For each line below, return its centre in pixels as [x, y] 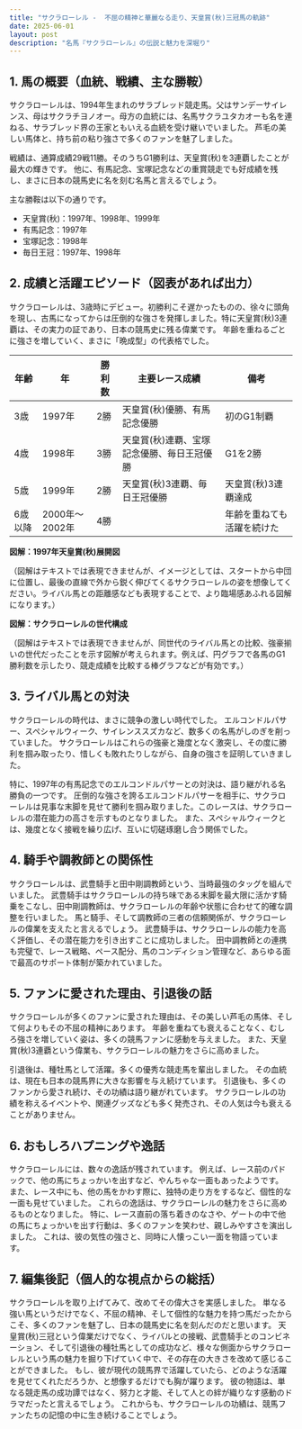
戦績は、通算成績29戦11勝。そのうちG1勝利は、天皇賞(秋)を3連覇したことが [149, 158]
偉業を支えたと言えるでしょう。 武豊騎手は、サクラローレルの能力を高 [155, 928]
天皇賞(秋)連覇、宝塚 [166, 439]
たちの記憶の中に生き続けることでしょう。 [103, 1415]
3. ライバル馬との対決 [69, 696]
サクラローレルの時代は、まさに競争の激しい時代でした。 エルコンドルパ [144, 719]
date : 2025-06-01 [42, 26]
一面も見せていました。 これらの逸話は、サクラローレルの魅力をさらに [140, 1203]
